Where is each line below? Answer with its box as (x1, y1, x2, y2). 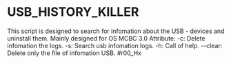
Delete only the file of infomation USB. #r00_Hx (7, 49, 141, 57)
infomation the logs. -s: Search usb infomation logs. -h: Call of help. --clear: (7, 41, 223, 50)
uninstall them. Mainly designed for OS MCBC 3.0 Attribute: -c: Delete (7, 34, 205, 42)
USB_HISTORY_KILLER (7, 4, 139, 20)
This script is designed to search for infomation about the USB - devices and (7, 27, 225, 35)
